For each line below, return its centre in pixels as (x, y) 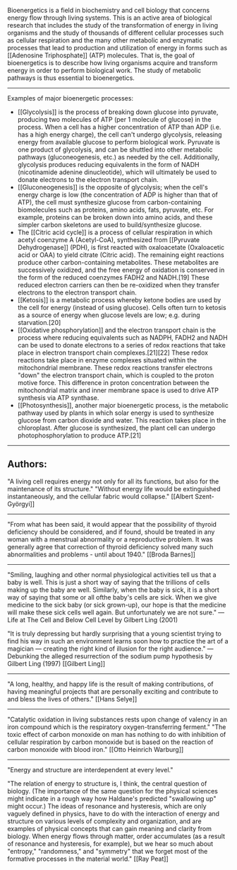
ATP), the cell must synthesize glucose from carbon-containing (109, 202)
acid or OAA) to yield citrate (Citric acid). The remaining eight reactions (121, 255)
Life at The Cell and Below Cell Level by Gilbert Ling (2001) (93, 619)
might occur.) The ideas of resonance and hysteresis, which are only (107, 806)
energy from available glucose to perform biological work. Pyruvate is (119, 142)
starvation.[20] (39, 322)
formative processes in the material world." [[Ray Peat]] (88, 859)
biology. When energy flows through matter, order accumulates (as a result (116, 836)
